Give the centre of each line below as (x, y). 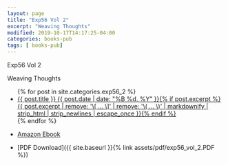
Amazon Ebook (39, 134)
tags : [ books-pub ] (35, 45)
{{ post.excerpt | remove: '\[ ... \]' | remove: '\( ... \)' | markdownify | (113, 106)
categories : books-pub (40, 39)
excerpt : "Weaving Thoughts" (49, 26)
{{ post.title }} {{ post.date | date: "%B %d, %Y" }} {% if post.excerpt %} (119, 99)
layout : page (26, 13)
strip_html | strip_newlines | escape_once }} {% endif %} (97, 113)
